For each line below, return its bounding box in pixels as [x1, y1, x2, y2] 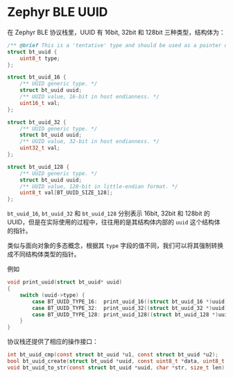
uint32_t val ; [19, 145, 60, 151]
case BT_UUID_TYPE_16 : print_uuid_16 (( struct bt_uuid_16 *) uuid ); [32, 298, 231, 305]
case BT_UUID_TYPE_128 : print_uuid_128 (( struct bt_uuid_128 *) [32, 311, 218, 318]
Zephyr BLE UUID [7, 4, 108, 20]
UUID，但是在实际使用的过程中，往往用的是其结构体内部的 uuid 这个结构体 [7, 218, 221, 227]
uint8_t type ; [19, 55, 60, 62]
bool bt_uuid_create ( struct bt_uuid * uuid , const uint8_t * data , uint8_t [7, 358, 225, 365]
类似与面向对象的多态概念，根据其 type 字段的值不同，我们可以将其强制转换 [7, 241, 224, 250]
